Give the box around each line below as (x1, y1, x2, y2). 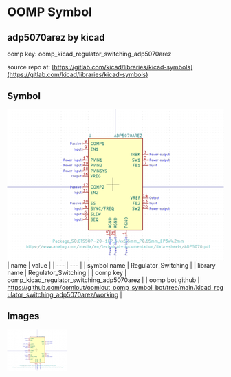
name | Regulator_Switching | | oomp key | (7, 268, 127, 277)
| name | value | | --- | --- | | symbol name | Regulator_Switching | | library (7, 261, 216, 269)
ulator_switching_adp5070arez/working (7, 290, 119, 299)
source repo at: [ (7, 63, 54, 71)
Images (7, 310, 40, 322)
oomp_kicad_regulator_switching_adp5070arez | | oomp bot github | (7, 276, 200, 284)
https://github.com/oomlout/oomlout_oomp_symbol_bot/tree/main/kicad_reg (7, 283, 224, 291)
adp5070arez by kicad (7, 32, 105, 43)
